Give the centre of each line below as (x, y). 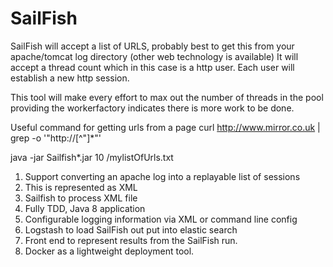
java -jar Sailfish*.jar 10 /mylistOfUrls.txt (92, 157)
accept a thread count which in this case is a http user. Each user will (152, 67)
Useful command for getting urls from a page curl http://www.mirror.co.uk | (165, 127)
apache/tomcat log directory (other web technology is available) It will (154, 56)
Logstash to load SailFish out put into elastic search (131, 229)
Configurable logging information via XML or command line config (161, 219)
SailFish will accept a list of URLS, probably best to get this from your (152, 46)
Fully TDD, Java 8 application (85, 208)
